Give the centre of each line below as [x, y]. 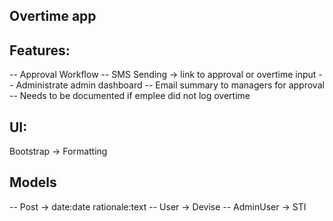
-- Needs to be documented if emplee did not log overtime [130, 96]
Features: [40, 50]
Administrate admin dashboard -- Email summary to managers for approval [170, 85]
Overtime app [53, 16]
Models [33, 182]
